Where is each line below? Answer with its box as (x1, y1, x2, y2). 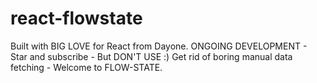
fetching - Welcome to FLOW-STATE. (10, 61, 163, 73)
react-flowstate (10, 7, 143, 30)
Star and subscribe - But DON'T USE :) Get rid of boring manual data (10, 50, 293, 62)
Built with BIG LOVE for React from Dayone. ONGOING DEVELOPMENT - (10, 40, 308, 52)
